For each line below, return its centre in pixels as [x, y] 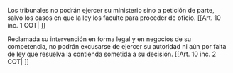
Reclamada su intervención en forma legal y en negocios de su [99, 39]
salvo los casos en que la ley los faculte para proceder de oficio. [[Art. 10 [114, 18]
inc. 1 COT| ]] [27, 25]
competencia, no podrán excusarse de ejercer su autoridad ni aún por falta [117, 46]
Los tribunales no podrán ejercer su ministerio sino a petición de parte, [111, 10]
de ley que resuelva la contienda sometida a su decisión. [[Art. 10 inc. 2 [112, 54]
